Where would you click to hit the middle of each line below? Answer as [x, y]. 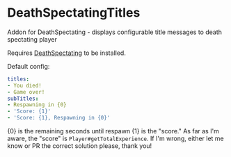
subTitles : [23, 99]
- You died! [24, 85]
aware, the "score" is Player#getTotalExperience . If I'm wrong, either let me [115, 139]
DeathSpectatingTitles [74, 13]
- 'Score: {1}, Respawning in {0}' [59, 118]
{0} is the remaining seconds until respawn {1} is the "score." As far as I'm [113, 131]
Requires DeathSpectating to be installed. [67, 53]
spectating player [32, 39]
